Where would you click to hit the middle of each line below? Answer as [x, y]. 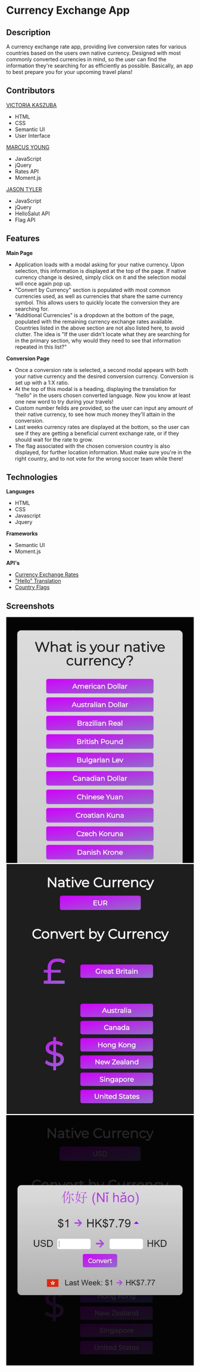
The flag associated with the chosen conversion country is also [93, 446]
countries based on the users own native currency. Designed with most [94, 53]
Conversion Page [28, 358]
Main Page [20, 253]
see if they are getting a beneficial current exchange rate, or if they [97, 433]
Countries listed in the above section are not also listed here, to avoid [99, 328]
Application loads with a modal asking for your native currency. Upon [99, 264]
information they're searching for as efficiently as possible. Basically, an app [100, 66]
